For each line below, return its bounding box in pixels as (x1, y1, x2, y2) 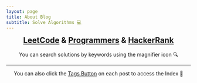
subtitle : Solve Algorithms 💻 (6, 19, 82, 25)
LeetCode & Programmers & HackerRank (23, 36, 174, 46)
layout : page (6, 8, 38, 15)
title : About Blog (6, 14, 51, 20)
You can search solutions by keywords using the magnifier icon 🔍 (19, 51, 178, 58)
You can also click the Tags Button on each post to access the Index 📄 (13, 70, 184, 77)
